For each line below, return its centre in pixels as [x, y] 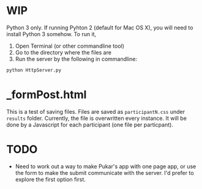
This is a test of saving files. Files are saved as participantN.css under [96, 111]
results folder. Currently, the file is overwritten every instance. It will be [96, 118]
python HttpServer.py [34, 70]
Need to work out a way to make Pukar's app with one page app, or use [106, 166]
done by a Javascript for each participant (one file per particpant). [90, 124]
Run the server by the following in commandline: [76, 59]
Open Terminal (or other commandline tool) [69, 46]
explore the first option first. [50, 179]
